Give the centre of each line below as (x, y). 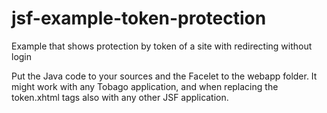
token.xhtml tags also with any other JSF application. (120, 97)
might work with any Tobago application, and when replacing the (145, 86)
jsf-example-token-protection (139, 18)
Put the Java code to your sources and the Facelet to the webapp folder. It (164, 76)
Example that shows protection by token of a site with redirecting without (162, 46)
